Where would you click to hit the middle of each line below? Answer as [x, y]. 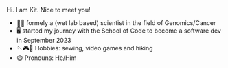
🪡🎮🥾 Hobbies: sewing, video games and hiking [84, 48]
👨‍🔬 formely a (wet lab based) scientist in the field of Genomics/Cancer [116, 23]
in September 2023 [44, 40]
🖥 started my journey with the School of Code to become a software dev [118, 31]
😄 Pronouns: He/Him [46, 58]
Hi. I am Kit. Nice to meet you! [48, 10]
